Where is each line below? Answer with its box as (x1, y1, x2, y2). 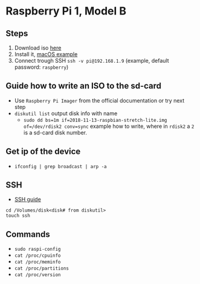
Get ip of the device (5, 147, 81, 157)
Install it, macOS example (14, 51, 78, 58)
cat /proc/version (14, 272, 61, 278)
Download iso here (14, 44, 62, 51)
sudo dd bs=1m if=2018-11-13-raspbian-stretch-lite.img (23, 117, 167, 123)
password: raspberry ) (14, 63, 69, 71)
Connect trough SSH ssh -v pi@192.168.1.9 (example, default (14, 57, 170, 64)
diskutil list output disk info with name (14, 110, 118, 117)
